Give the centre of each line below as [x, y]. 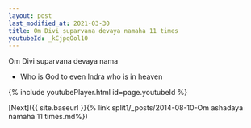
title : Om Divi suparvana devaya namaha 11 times [94, 31]
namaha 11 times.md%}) [48, 117]
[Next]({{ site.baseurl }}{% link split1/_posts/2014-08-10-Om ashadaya [126, 108]
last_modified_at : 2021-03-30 [59, 23]
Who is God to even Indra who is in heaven [91, 76]
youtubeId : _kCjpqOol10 [48, 38]
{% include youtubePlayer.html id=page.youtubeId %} [98, 93]
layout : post [30, 16]
